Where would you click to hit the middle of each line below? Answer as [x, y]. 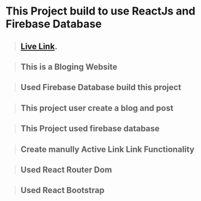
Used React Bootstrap [62, 190]
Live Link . [39, 46]
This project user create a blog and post [97, 108]
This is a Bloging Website [69, 67]
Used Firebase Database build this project [101, 87]
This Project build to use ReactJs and [101, 11]
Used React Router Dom [66, 170]
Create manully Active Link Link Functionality [107, 149]
